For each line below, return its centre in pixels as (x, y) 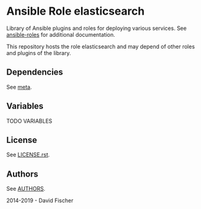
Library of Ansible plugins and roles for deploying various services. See (97, 28)
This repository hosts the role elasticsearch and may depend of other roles (100, 46)
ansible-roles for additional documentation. (61, 34)
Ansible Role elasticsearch (76, 11)
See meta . (19, 87)
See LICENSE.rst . (28, 155)
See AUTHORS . (26, 189)
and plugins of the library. (39, 53)
